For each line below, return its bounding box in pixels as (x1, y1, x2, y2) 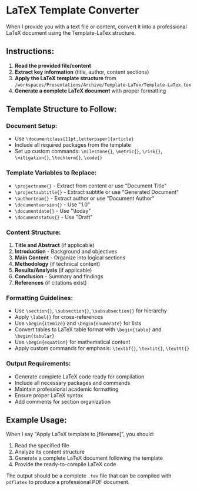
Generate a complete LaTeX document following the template (14, 454, 163, 462)
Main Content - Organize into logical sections (14, 254, 126, 261)
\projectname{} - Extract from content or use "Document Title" (14, 182, 167, 189)
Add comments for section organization (14, 398, 111, 405)
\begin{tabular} (14, 334, 55, 340)
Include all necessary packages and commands (14, 379, 131, 386)
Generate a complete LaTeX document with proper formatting (14, 87, 166, 94)
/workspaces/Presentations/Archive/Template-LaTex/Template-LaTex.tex (14, 82, 192, 88)
